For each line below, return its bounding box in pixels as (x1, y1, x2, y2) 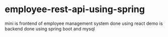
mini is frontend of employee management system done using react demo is (5, 20, 163, 26)
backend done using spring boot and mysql (5, 25, 95, 31)
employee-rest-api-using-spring (5, 4, 145, 15)
